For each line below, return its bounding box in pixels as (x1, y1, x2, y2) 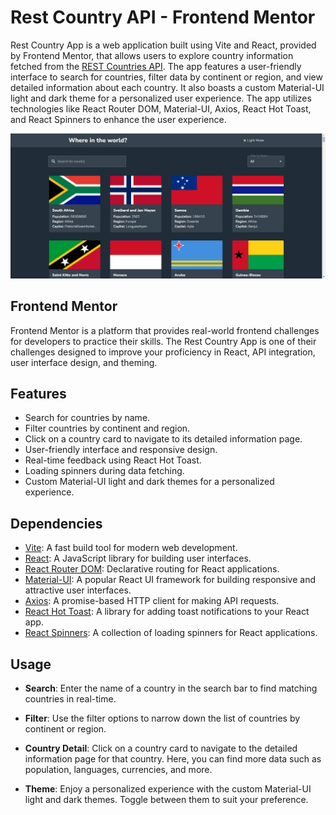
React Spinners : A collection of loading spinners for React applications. (24, 627, 318, 639)
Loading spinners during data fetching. (24, 465, 185, 477)
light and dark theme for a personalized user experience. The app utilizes (10, 92, 312, 104)
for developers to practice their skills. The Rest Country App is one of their (10, 335, 317, 347)
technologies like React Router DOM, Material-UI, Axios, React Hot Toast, (10, 102, 312, 115)
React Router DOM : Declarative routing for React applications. (24, 563, 280, 575)
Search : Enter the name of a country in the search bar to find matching (24, 682, 318, 694)
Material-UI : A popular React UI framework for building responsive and (24, 574, 316, 586)
